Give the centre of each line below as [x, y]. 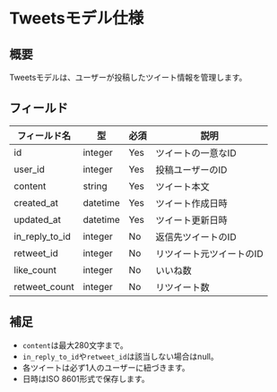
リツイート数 [183, 287]
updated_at [37, 219]
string [95, 186]
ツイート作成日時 [192, 203]
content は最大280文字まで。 [75, 345]
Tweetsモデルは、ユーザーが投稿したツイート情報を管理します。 [128, 77]
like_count [35, 269]
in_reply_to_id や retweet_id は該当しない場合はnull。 [120, 356]
